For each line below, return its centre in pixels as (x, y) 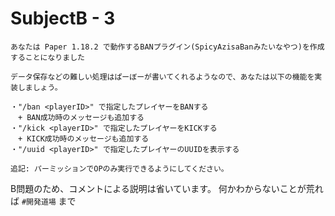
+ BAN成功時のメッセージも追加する (81, 117)
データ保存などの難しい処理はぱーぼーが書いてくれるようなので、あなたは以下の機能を (162, 77)
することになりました (47, 57)
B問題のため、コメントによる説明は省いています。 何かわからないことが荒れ (167, 188)
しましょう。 (40, 87)
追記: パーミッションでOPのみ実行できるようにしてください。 (119, 168)
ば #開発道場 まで (43, 201)
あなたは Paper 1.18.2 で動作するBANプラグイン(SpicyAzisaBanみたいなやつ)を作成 (167, 47)
